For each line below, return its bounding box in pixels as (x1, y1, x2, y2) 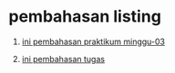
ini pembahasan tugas (21, 53, 106, 64)
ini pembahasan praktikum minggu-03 (21, 36, 166, 47)
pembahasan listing (8, 6, 161, 27)
